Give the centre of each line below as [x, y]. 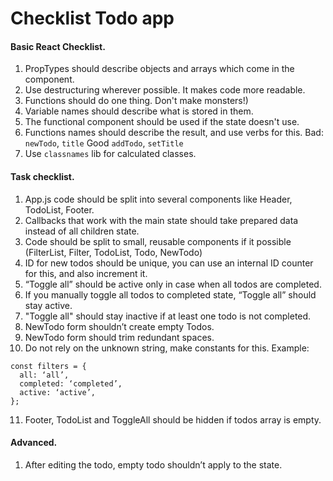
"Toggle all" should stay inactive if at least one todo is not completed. [168, 316]
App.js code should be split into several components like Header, [158, 199]
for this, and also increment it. [86, 273]
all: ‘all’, [44, 375]
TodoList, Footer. [59, 209]
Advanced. [34, 443]
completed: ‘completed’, [71, 383]
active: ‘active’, [58, 392]
